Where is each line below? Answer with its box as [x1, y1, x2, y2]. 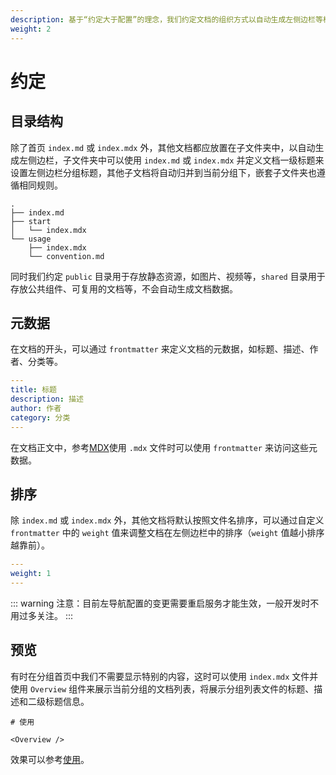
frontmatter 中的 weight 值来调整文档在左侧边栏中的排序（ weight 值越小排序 [10, 527, 325, 539]
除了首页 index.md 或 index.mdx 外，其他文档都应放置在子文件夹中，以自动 [10, 141, 316, 153]
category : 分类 [10, 412, 71, 423]
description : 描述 [10, 394, 84, 405]
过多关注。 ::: [18, 610, 74, 621]
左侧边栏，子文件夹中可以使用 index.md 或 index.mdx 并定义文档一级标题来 [18, 154, 325, 166]
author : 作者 [10, 403, 62, 413]
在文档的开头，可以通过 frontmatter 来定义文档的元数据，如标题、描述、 [10, 343, 310, 355]
